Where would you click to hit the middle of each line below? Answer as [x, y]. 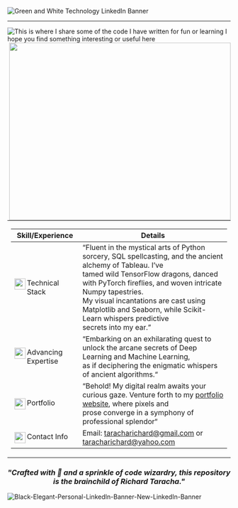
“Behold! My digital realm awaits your [144, 386]
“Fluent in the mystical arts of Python [144, 247]
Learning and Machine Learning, [136, 357]
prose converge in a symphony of [138, 412]
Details [153, 236]
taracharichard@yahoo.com [129, 442]
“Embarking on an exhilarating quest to [147, 339]
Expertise [43, 361]
